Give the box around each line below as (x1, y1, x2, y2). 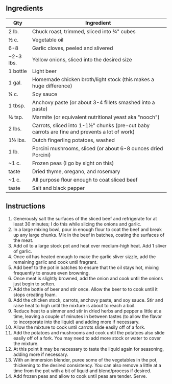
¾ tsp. (8, 114, 23, 121)
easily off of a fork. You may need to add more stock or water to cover (13, 335, 161, 341)
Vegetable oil (32, 36, 64, 43)
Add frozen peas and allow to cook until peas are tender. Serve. (13, 373, 148, 379)
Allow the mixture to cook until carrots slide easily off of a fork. (13, 324, 145, 330)
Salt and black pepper (32, 184, 85, 191)
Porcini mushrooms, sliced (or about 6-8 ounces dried (32, 145, 163, 152)
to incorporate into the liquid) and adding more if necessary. (13, 319, 140, 325)
